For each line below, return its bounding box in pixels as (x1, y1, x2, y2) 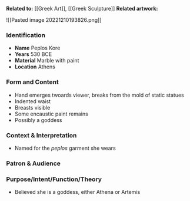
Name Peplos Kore (14, 44, 61, 52)
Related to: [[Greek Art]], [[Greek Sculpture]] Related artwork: (6, 5, 158, 12)
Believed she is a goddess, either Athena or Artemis (14, 189, 141, 196)
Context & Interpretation (6, 131, 77, 139)
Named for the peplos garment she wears (14, 144, 116, 151)
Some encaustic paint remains (14, 110, 88, 117)
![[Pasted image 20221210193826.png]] (6, 17, 102, 23)
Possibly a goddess (14, 116, 62, 123)
